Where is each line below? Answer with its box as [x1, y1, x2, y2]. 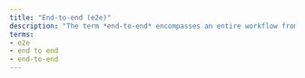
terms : [9, 30, 34, 39]
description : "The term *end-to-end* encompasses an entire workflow [9, 22, 279, 30]
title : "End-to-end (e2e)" [9, 13, 112, 22]
